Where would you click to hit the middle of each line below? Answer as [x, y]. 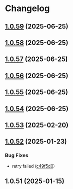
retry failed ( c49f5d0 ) [33, 166]
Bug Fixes [17, 156]
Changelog [27, 8]
